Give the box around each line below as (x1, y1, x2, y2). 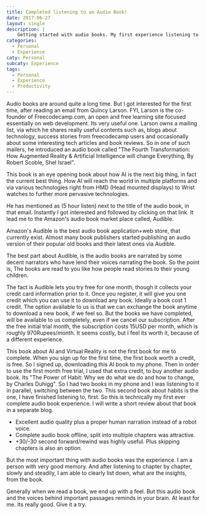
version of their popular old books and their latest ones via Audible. (6, 240, 176, 247)
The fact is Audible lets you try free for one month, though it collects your (6, 284, 192, 290)
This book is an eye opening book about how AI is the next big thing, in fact (6, 171, 197, 178)
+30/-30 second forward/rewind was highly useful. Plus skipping (15, 438, 180, 445)
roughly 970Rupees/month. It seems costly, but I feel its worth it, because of (6, 329, 199, 337)
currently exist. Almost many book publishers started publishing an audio (6, 234, 191, 241)
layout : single (6, 20, 45, 26)
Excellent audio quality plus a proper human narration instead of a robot (15, 418, 197, 426)
